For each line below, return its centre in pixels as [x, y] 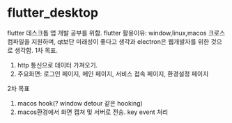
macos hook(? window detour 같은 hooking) [80, 103]
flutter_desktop [53, 13]
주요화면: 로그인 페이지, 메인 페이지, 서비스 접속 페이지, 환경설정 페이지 [113, 74]
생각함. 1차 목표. [36, 50]
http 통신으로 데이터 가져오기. [57, 65]
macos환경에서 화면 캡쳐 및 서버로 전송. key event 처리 [93, 112]
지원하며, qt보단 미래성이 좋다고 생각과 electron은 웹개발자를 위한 [120, 41]
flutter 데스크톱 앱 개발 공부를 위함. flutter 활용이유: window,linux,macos [107, 33]
